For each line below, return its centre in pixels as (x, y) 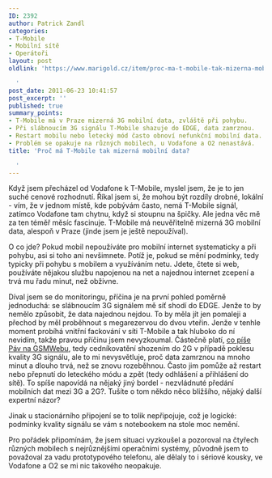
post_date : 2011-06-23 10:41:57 (63, 91)
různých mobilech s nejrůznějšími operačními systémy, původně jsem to (128, 449)
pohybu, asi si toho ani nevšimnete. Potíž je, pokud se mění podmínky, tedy (134, 256)
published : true (36, 106)
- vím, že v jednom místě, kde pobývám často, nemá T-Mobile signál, (123, 205)
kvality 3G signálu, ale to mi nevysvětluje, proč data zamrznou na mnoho (130, 357)
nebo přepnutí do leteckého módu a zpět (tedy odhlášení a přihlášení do (129, 374)
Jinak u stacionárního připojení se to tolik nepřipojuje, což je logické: (123, 416)
